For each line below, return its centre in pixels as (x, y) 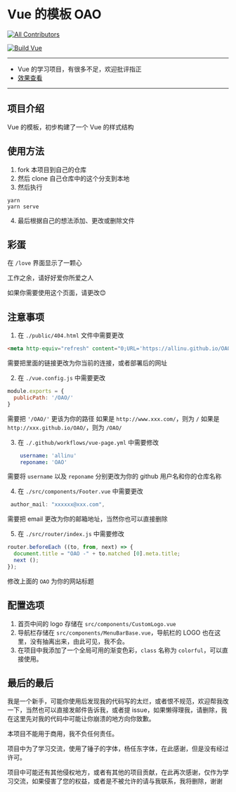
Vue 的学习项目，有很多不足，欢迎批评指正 (79, 69)
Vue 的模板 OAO (54, 14)
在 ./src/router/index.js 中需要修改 (71, 534)
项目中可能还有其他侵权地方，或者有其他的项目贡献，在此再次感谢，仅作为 (115, 772)
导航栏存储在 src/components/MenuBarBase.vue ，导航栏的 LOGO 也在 (116, 632)
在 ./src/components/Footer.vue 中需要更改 (80, 491)
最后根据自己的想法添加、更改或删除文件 (76, 220)
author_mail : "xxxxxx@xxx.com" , (58, 505)
